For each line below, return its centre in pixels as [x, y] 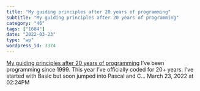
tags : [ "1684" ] [26, 29]
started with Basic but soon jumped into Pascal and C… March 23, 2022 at [100, 76]
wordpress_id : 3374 [31, 46]
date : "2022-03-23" [31, 35]
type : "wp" [20, 40]
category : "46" [26, 23]
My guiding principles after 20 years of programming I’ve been [85, 63]
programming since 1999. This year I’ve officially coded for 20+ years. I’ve [100, 69]
